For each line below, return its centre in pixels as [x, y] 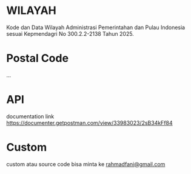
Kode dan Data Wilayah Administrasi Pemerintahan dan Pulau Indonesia [96, 27]
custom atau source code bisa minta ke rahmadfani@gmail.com [86, 164]
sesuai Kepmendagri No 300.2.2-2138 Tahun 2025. [70, 33]
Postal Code [37, 59]
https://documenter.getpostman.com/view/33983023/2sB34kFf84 [89, 122]
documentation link [30, 116]
